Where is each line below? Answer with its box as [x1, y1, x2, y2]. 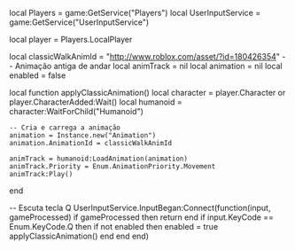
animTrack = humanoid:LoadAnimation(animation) [9, 154, 189, 163]
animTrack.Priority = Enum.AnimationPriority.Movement [9, 162, 216, 171]
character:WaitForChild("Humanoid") [9, 106, 144, 116]
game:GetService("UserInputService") [9, 17, 150, 27]
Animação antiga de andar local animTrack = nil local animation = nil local [14, 61, 283, 71]
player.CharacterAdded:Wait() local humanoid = [9, 97, 183, 107]
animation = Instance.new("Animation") [9, 131, 157, 140]
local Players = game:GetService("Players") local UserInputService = [9, 8, 261, 18]
